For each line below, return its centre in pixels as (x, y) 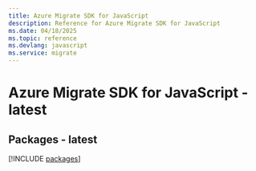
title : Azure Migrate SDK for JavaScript (79, 16)
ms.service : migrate (43, 53)
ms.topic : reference (43, 38)
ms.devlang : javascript (48, 46)
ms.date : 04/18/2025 (43, 31)
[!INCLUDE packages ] (45, 159)
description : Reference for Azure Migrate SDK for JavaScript (114, 23)
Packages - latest (53, 139)
